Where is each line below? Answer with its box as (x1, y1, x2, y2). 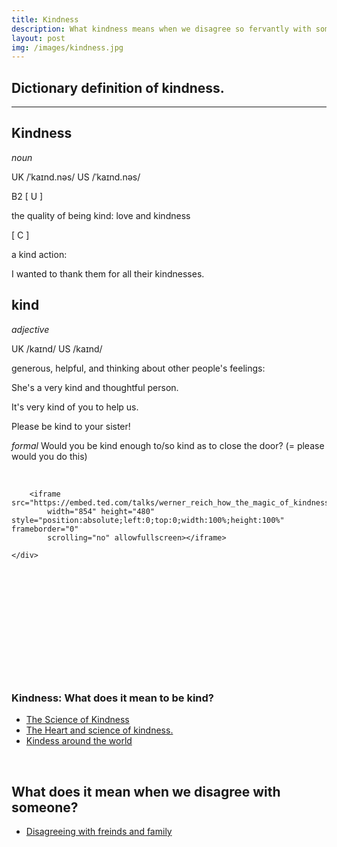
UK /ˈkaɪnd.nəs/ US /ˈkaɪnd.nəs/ (11, 171, 141, 183)
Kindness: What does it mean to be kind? (11, 691, 214, 705)
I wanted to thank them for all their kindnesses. (11, 267, 205, 280)
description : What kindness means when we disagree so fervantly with (11, 24, 312, 34)
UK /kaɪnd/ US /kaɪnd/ (11, 342, 103, 355)
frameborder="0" (11, 524, 79, 534)
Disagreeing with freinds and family (25, 826, 173, 838)
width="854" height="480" (47, 506, 156, 516)
